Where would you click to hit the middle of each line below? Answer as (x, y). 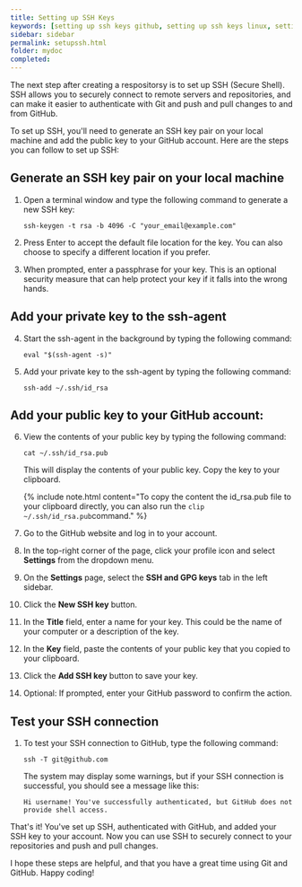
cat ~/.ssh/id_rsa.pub (65, 453)
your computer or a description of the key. (101, 632)
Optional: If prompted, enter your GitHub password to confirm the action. (157, 693)
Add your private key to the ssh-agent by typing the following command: (157, 371)
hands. (36, 288)
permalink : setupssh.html (58, 43)
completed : (30, 59)
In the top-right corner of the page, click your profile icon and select (149, 551)
